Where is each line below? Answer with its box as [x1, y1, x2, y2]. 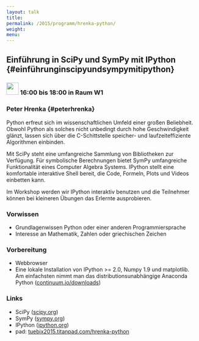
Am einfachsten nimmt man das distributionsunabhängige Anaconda [15, 272, 188, 280]
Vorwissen [6, 209, 39, 218]
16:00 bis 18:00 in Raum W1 [20, 88, 104, 97]
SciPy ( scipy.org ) [15, 308, 59, 315]
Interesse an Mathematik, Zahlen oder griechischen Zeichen [15, 230, 167, 238]
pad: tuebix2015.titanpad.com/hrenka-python [15, 328, 129, 335]
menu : [6, 32, 20, 38]
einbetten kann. [6, 176, 46, 184]
